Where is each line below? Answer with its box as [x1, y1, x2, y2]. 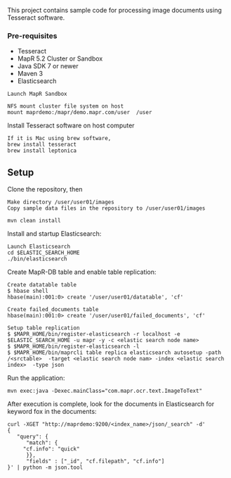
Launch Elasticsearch [7, 243, 71, 251]
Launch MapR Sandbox [7, 91, 68, 98]
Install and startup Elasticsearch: [7, 229, 102, 238]
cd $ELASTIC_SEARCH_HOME [7, 249, 80, 256]
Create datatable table [7, 282, 77, 289]
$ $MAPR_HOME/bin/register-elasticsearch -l [7, 343, 140, 351]
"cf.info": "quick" [22, 446, 80, 453]
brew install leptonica [7, 147, 77, 154]
